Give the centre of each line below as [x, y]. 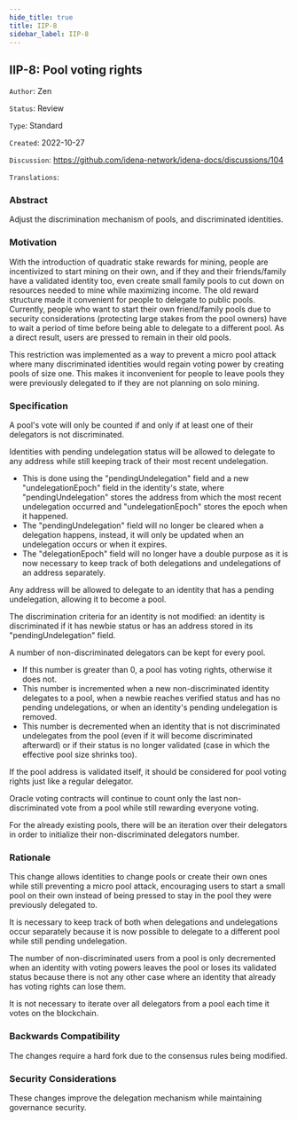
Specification [39, 406]
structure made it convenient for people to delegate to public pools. [132, 299]
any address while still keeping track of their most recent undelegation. [139, 462]
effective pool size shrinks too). [79, 754]
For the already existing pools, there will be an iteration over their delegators [148, 825]
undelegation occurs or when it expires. [94, 545]
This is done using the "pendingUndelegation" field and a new [136, 478]
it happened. [45, 517]
